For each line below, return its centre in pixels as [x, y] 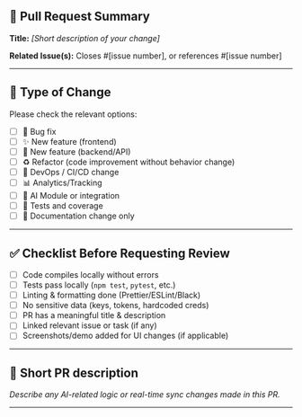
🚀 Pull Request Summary [80, 17]
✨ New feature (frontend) [69, 141]
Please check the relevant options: [73, 114]
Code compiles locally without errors [90, 274]
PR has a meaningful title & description [94, 315]
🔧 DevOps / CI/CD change [71, 172]
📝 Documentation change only [78, 216]
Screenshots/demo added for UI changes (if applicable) [125, 336]
